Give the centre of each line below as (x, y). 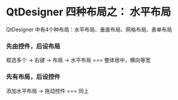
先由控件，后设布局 (33, 46)
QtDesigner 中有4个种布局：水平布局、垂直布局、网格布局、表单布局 (89, 29)
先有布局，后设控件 (33, 77)
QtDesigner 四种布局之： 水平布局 (89, 12)
